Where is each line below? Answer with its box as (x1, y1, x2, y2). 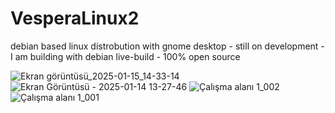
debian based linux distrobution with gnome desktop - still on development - (10, 40, 325, 52)
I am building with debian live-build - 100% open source (10, 50, 241, 62)
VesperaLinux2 (10, 7, 140, 30)
